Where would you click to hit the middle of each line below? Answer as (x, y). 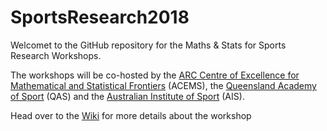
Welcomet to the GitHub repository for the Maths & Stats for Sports (148, 45)
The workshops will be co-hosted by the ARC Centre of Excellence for (155, 75)
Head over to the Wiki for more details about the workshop (131, 115)
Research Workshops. (56, 55)
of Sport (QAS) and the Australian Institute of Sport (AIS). (127, 96)
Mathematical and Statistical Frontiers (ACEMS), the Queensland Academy (163, 85)
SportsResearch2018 (100, 17)
